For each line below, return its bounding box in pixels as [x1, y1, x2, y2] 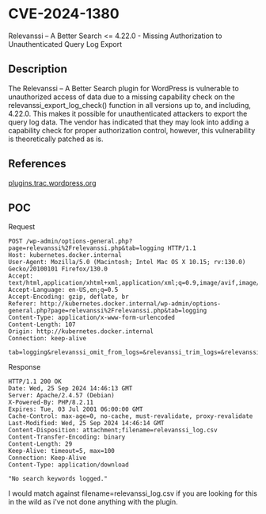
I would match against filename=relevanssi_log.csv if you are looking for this [8, 489, 257, 498]
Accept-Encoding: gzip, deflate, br [8, 293, 129, 301]
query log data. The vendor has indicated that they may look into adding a [8, 117, 249, 127]
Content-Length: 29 [8, 440, 73, 448]
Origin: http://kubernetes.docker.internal [8, 328, 154, 336]
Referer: [8, 300, 37, 308]
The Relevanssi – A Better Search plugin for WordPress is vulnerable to [8, 83, 239, 93]
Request [8, 222, 36, 232]
